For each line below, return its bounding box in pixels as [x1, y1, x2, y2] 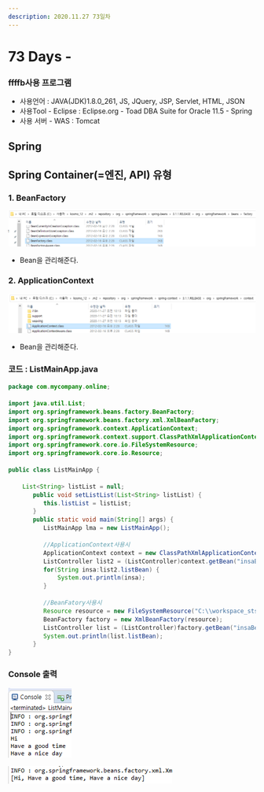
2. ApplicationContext [8, 276, 94, 287]
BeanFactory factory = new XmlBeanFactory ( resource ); [42, 615, 223, 624]
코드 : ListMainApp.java [8, 363, 98, 374]
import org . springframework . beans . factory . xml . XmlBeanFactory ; [8, 416, 220, 424]
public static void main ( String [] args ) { [32, 516, 174, 524]
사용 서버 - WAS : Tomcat [19, 117, 101, 126]
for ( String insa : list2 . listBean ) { [42, 565, 159, 574]
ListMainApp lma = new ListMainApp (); [42, 524, 170, 532]
